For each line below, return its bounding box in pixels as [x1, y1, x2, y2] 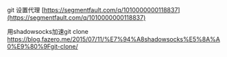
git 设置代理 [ [7, 6, 45, 14]
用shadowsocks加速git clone [7, 28, 89, 35]
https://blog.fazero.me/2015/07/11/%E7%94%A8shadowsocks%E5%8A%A [7, 35, 221, 43]
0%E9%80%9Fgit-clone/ [7, 43, 79, 50]
